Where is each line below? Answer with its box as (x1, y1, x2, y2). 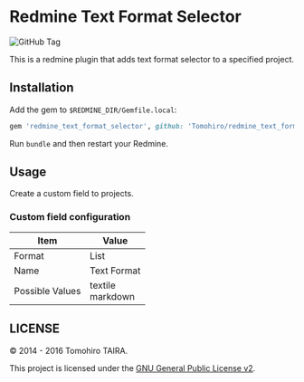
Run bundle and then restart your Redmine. (9, 138, 169, 148)
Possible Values (14, 284, 81, 297)
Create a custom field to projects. (9, 188, 134, 199)
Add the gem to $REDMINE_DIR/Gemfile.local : (9, 104, 177, 115)
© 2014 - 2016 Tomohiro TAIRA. (9, 345, 128, 356)
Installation (9, 80, 74, 96)
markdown (90, 290, 136, 302)
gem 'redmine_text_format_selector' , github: (9, 121, 184, 130)
